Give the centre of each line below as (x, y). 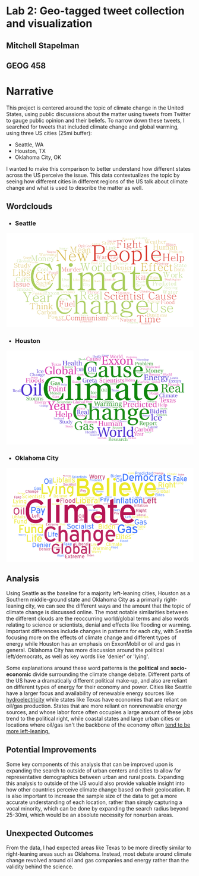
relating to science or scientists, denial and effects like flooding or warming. (99, 625)
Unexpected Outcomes (50, 833)
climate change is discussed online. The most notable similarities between (97, 612)
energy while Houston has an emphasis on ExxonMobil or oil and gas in (93, 643)
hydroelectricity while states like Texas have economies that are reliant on (97, 699)
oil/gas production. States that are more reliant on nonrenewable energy (94, 706)
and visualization (49, 24)
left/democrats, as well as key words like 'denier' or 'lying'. (78, 656)
